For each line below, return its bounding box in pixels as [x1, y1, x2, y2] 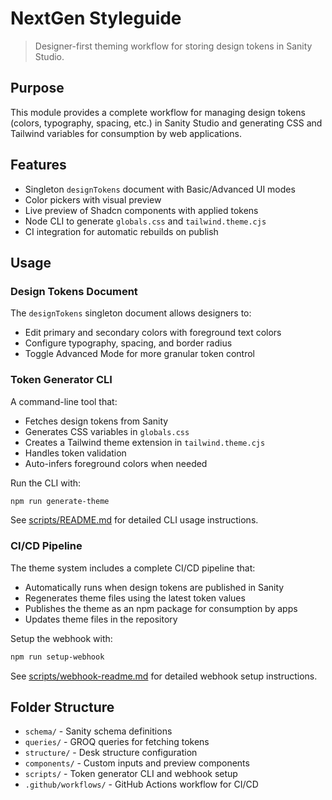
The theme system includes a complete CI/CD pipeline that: [10, 562, 256, 574]
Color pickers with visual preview [24, 193, 162, 206]
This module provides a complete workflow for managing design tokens [10, 106, 306, 118]
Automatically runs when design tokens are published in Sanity [24, 581, 285, 593]
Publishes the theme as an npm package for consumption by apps [24, 602, 298, 614]
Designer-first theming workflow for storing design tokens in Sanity [34, 40, 313, 52]
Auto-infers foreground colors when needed [24, 457, 208, 469]
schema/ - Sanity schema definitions [24, 725, 173, 737]
